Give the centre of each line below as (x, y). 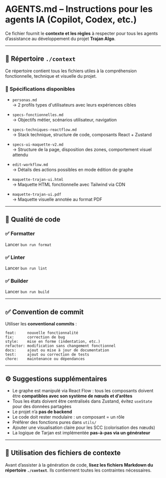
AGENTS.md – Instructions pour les (79, 9)
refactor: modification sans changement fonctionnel (61, 346)
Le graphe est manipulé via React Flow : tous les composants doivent (83, 390)
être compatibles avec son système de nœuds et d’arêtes (72, 396)
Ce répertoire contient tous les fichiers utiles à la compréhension (71, 71)
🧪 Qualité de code (33, 220)
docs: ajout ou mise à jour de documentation (57, 350)
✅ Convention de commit (44, 312)
